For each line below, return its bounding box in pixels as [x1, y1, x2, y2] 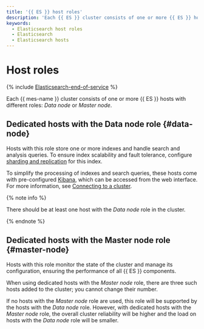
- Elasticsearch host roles [12, 25, 83, 32]
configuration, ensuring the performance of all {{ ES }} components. [6, 267, 177, 274]
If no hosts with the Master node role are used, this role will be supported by [6, 297, 197, 304]
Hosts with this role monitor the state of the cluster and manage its [6, 260, 173, 268]
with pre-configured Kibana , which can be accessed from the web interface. [6, 175, 198, 183]
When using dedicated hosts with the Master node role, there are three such [6, 279, 197, 286]
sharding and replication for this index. [6, 157, 103, 164]
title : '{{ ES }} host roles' [6, 8, 83, 15]
